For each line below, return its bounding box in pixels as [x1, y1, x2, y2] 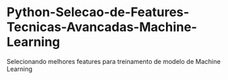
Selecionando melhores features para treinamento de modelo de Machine [6, 57, 221, 65]
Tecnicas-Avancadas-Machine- [6, 19, 198, 35]
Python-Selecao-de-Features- [6, 4, 190, 20]
